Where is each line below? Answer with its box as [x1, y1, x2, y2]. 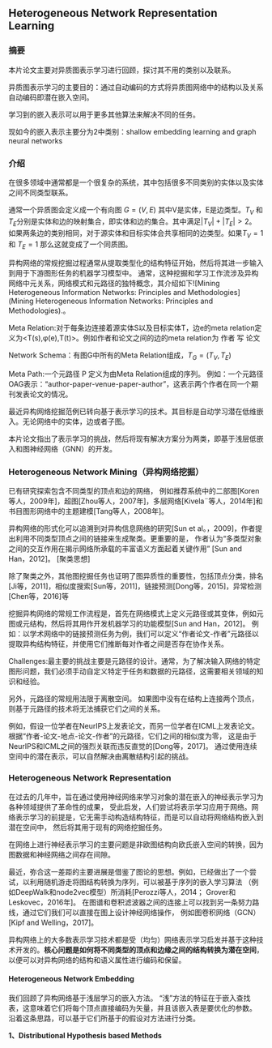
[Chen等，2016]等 [8, 592, 69, 601]
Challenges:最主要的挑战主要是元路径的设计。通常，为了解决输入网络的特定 [8, 657, 261, 666]
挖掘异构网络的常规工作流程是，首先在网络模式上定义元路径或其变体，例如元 [8, 609, 264, 618]
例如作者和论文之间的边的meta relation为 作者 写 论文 [83, 333, 261, 343]
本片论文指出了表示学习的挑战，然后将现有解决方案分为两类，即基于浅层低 [8, 434, 257, 443]
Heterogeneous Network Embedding [8, 974, 135, 984]
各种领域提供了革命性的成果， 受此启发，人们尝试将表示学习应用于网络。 [8, 802, 252, 811]
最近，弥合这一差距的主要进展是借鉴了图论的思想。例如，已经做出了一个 [8, 866, 249, 876]
